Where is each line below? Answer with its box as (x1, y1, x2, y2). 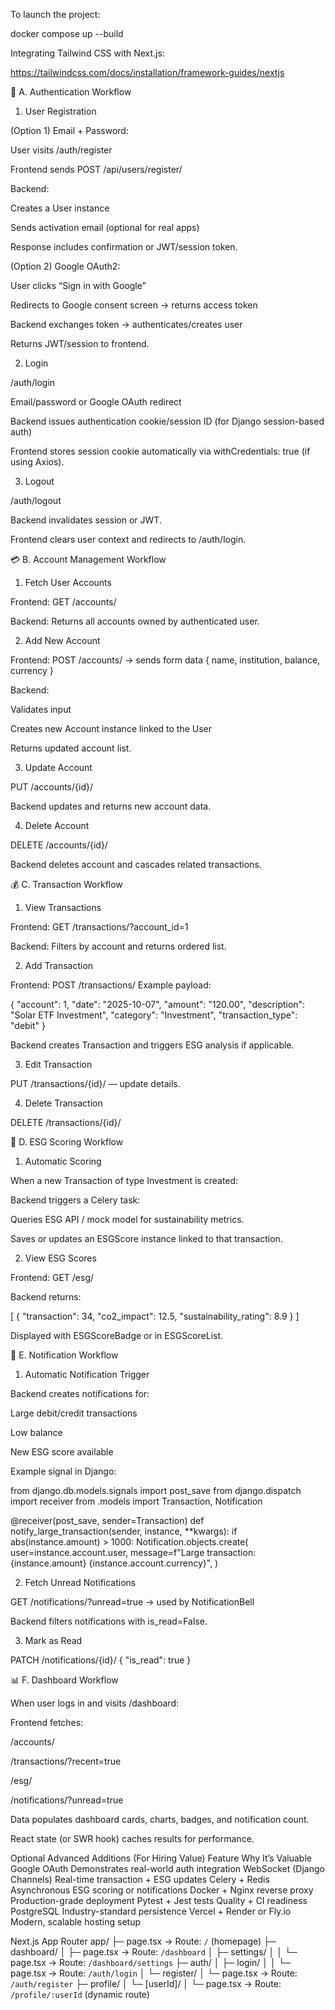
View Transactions (24, 902, 102, 913)
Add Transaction (24, 960, 94, 971)
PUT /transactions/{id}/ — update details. (10, 1078, 181, 1089)
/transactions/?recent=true (10, 1755, 122, 1767)
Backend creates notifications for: (10, 1388, 150, 1399)
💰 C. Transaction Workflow (10, 879, 123, 890)
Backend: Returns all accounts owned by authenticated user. (10, 615, 260, 627)
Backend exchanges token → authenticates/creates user (10, 319, 243, 330)
